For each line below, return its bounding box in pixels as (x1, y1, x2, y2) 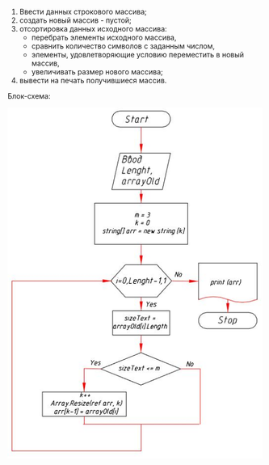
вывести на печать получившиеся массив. (19, 76, 167, 85)
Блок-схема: (7, 91, 51, 100)
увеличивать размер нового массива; (31, 67, 163, 76)
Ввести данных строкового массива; (19, 7, 147, 16)
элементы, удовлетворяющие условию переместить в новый (31, 50, 244, 59)
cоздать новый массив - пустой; (19, 15, 132, 25)
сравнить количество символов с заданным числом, (31, 41, 216, 51)
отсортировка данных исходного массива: (19, 24, 167, 33)
